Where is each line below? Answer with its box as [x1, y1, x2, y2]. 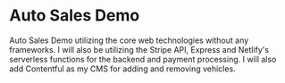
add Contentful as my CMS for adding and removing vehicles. [9, 63, 236, 74]
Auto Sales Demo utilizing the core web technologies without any [9, 35, 249, 46]
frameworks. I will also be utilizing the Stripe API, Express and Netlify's [9, 44, 270, 54]
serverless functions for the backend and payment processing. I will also [9, 54, 277, 64]
